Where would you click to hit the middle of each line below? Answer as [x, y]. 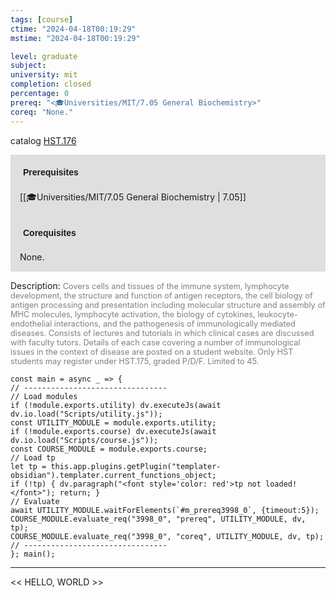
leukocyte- [277, 314]
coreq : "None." [42, 112]
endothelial [31, 323]
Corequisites [50, 232]
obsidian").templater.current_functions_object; [113, 475]
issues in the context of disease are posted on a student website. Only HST [152, 351]
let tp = [28, 466]
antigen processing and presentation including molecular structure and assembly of [168, 304]
